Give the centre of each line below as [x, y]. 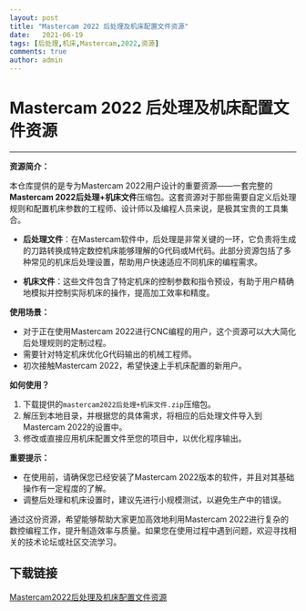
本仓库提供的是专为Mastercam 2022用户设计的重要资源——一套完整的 [141, 185]
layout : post [34, 18]
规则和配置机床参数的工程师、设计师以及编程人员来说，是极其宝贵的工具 [145, 208]
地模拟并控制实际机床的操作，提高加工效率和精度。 [118, 292]
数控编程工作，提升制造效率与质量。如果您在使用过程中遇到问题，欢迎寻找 [149, 530]
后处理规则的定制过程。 [66, 342]
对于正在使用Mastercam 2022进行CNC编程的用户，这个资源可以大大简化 [159, 331]
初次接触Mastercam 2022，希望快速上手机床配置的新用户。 [134, 365]
